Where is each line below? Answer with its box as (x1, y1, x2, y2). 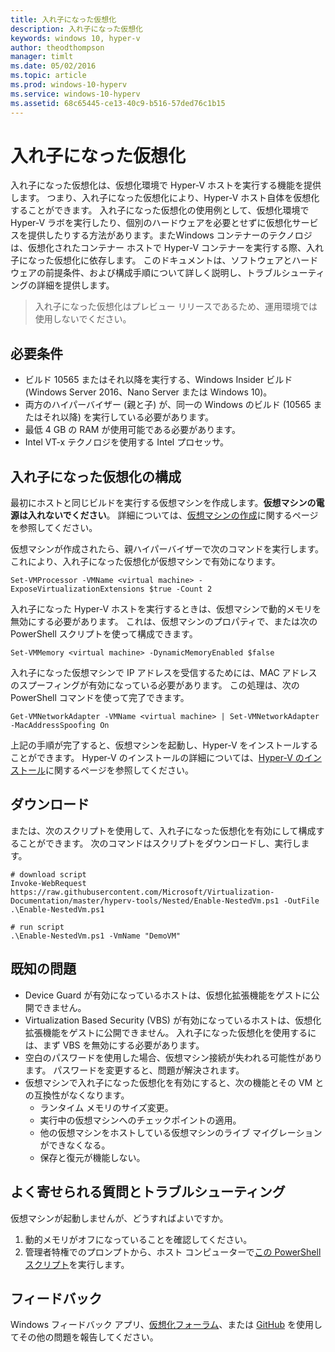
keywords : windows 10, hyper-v (10, 33, 141, 43)
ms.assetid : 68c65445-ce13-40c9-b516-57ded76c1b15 (10, 98, 226, 108)
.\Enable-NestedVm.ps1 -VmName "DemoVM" (10, 931, 182, 941)
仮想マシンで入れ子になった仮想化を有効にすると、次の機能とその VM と (24, 1076, 325, 1088)
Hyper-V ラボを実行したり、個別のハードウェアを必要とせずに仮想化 (10, 217, 293, 229)
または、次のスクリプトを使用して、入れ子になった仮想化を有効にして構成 (10, 824, 317, 836)
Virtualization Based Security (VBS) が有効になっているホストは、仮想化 (24, 1014, 322, 1026)
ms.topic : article (10, 71, 87, 81)
